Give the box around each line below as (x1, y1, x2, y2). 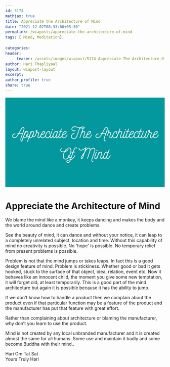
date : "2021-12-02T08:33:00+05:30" (5, 24, 80, 29)
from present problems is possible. (5, 248, 78, 254)
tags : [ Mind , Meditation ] (5, 35, 62, 40)
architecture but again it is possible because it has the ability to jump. (5, 285, 150, 291)
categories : (5, 45, 30, 51)
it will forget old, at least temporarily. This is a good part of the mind (5, 280, 147, 286)
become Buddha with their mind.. (5, 341, 74, 347)
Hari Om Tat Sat (5, 351, 38, 357)
